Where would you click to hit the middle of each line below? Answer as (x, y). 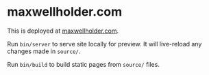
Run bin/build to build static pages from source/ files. (83, 64)
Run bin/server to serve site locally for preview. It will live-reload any (104, 44)
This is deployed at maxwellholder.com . (63, 31)
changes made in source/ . (44, 51)
